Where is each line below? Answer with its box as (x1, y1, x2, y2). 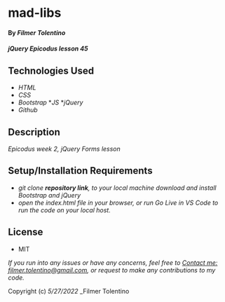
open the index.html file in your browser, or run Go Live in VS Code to (18, 198, 219, 207)
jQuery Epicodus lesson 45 (8, 44, 88, 53)
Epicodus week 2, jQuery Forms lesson (8, 145, 121, 153)
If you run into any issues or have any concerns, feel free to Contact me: (8, 258, 218, 267)
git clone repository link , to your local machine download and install (18, 184, 217, 192)
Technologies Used (8, 64, 94, 76)
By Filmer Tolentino (8, 28, 66, 36)
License (8, 226, 43, 238)
